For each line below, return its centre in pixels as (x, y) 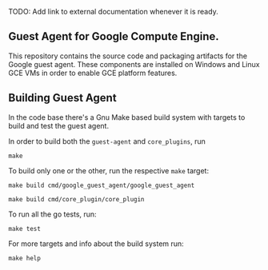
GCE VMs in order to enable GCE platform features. (93, 73)
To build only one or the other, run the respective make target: (109, 170)
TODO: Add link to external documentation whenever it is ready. (113, 12)
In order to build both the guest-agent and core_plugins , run (107, 141)
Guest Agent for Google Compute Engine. (114, 36)
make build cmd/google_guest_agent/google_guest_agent (102, 185)
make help (25, 258)
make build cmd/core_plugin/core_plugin (77, 199)
